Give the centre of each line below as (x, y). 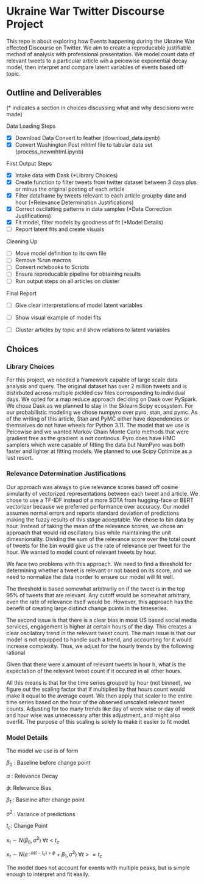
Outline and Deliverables (54, 93)
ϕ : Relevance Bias (29, 787)
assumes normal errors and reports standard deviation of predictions (93, 513)
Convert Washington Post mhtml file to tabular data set (84, 144)
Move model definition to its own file (61, 253)
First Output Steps (29, 163)
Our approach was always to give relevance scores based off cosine (92, 487)
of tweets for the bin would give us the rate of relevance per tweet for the (98, 545)
